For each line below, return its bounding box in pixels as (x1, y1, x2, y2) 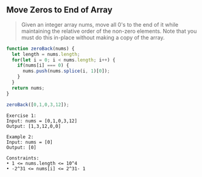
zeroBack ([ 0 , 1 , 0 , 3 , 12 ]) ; (6, 101, 69, 108)
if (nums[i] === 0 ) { (17, 62, 69, 68)
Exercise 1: (6, 112, 37, 119)
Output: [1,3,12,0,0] (6, 123, 61, 129)
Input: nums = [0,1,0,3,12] (6, 118, 78, 124)
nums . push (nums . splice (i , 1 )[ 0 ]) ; (22, 68, 111, 75)
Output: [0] (6, 144, 37, 150)
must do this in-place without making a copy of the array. (21, 33, 165, 41)
